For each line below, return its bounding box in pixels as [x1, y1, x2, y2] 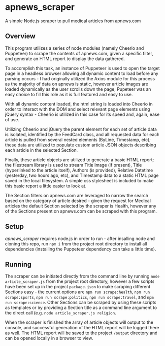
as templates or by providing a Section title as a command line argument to [5, 305, 157, 311]
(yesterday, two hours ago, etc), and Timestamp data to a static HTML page [5, 172, 159, 178]
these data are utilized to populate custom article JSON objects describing [5, 142, 156, 148]
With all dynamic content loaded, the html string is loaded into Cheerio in [5, 101, 153, 107]
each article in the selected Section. [5, 147, 78, 153]
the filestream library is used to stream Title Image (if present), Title [5, 162, 142, 168]
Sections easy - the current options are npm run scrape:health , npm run [5, 289, 150, 295]
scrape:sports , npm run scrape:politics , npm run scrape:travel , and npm [5, 294, 154, 300]
